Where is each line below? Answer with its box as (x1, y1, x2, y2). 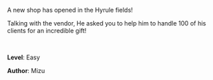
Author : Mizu (7, 67, 45, 74)
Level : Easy (7, 53, 40, 61)
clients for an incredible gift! (7, 27, 87, 34)
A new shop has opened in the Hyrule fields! (7, 6, 133, 14)
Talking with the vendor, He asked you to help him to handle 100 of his (7, 19, 207, 27)
